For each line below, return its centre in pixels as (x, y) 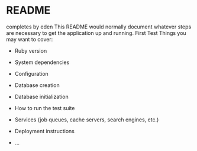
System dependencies (42, 62)
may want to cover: (30, 39)
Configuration (31, 73)
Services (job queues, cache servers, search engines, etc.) (87, 120)
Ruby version (31, 50)
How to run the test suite (45, 108)
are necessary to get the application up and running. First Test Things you (96, 33)
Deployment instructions (45, 131)
